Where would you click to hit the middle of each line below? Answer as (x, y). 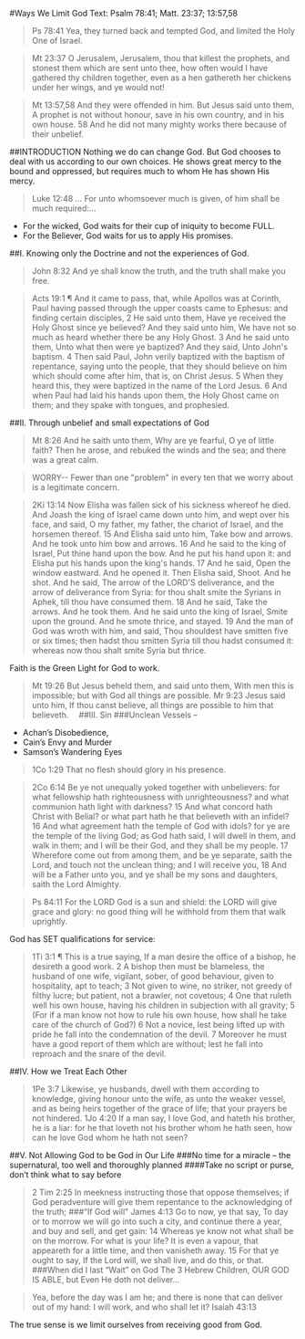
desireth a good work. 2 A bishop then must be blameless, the (148, 966)
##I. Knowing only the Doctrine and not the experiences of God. (129, 253)
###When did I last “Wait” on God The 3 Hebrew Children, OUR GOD (160, 1270)
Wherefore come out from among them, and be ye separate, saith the (162, 855)
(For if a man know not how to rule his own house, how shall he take (159, 1015)
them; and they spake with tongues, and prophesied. (131, 405)
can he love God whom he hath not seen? (110, 1137)
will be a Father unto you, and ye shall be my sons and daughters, (155, 874)
